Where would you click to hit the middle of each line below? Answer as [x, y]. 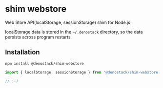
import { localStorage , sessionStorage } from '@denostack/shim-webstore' [83, 72]
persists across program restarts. [39, 37]
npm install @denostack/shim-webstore [44, 63]
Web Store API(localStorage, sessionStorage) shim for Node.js [68, 22]
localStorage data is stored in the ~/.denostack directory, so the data [74, 32]
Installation [22, 52]
